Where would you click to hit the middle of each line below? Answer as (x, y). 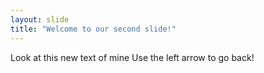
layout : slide (40, 19)
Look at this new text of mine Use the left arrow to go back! (132, 57)
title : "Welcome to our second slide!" (93, 29)
